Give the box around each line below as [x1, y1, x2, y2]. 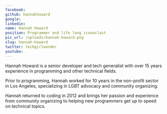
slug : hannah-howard [5, 40, 48, 45]
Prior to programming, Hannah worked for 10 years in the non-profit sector [5, 78, 159, 84]
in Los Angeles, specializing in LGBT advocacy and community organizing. [5, 83, 158, 89]
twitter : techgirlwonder [5, 44, 57, 49]
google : [5, 16, 21, 21]
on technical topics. [5, 103, 46, 109]
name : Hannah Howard [5, 26, 48, 31]
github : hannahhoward [5, 12, 50, 17]
